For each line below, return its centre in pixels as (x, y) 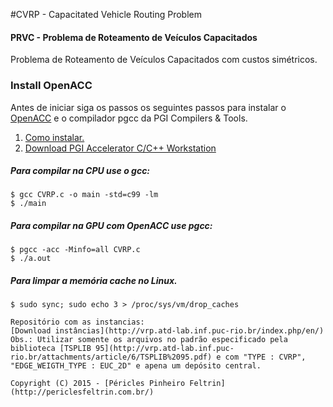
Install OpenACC (51, 86)
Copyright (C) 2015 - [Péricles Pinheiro (98, 384)
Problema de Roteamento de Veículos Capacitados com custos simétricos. (164, 60)
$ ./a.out (31, 259)
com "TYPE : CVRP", (265, 357)
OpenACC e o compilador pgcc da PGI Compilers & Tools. (129, 118)
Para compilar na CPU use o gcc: (80, 171)
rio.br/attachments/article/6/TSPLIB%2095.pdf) (111, 357)
